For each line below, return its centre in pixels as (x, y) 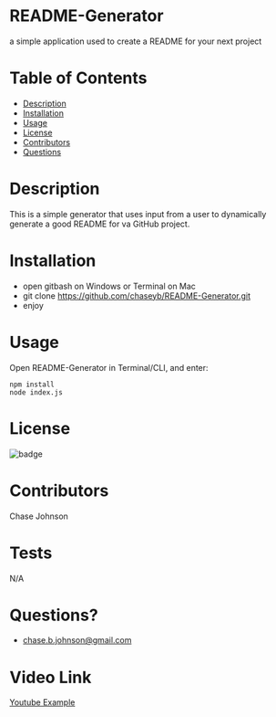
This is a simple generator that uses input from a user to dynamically (138, 214)
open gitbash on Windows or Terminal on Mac (109, 286)
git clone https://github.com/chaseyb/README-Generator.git (137, 295)
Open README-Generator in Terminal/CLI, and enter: (109, 367)
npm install (32, 385)
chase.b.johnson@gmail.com (77, 640)
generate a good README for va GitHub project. (100, 224)
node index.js (36, 392)
